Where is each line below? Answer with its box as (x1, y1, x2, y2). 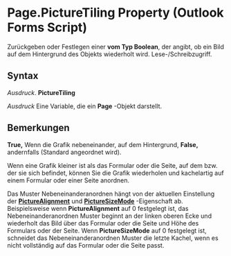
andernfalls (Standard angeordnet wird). (7, 148, 122, 156)
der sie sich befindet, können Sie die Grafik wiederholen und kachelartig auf (7, 169, 224, 177)
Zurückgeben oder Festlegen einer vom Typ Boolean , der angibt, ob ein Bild (7, 42, 225, 51)
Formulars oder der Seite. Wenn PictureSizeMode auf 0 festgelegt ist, (7, 226, 207, 234)
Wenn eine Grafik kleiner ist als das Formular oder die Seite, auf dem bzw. (7, 161, 218, 169)
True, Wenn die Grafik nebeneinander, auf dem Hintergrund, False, (7, 140, 198, 148)
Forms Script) (7, 19, 88, 35)
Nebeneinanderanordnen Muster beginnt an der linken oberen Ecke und (7, 212, 212, 220)
